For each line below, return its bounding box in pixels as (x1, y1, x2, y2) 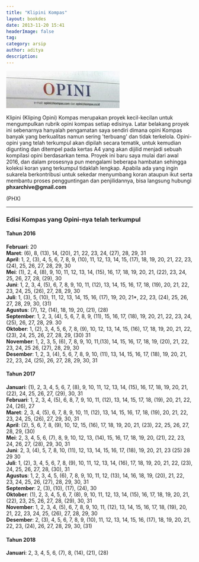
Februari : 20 (6, 243, 37, 250)
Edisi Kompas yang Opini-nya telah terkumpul (6, 215, 141, 223)
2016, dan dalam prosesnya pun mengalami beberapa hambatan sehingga (6, 158, 187, 165)
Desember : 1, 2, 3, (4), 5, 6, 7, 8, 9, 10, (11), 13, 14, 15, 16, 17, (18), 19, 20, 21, (6, 351, 187, 358)
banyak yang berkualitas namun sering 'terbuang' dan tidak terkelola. (6, 132, 176, 140)
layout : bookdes (6, 15, 46, 22)
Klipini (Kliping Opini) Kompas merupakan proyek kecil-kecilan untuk (6, 113, 174, 121)
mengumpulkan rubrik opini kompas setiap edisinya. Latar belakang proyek (6, 120, 190, 127)
